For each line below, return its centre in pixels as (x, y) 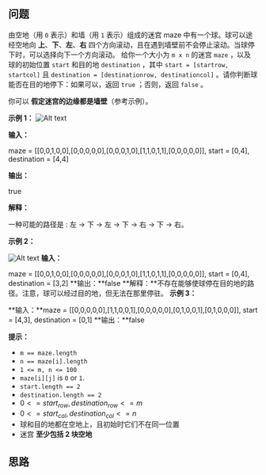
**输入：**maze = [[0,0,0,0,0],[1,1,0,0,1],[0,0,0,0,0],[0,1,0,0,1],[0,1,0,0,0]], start (133, 310)
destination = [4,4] (38, 159)
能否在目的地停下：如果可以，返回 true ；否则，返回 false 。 (108, 84)
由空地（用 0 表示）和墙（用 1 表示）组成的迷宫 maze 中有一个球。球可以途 (131, 35)
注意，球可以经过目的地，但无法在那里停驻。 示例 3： (109, 293)
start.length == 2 (50, 386)
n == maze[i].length (53, 361)
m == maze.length (48, 353)
